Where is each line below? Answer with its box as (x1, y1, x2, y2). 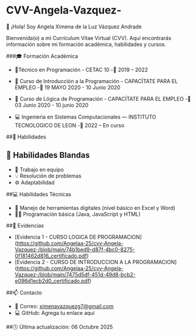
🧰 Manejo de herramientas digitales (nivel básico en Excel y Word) (14, 204, 175, 211)
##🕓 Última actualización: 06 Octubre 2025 (6, 323, 113, 330)
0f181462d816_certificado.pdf (14, 252, 87, 259)
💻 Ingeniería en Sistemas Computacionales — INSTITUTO (14, 113, 157, 120)
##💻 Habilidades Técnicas (6, 190, 72, 197)
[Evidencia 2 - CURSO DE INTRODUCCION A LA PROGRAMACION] (14, 258, 177, 265)
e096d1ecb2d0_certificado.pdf (14, 277, 90, 284)
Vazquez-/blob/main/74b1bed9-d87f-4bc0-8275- (14, 246, 135, 253)
